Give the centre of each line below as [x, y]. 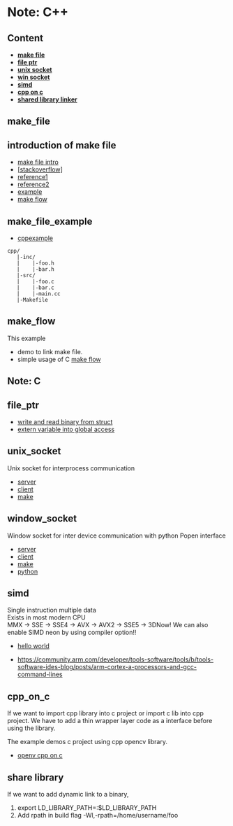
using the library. [31, 728]
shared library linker [47, 99]
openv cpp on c [40, 755]
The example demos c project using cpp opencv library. [87, 742]
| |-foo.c [35, 282]
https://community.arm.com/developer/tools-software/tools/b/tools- [115, 659]
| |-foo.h [35, 263]
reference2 [33, 184]
